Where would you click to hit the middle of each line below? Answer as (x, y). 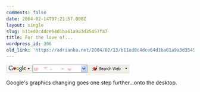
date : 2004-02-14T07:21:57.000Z (46, 19)
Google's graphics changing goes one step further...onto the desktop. (92, 83)
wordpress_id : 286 (29, 44)
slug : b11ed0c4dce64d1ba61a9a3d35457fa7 (57, 31)
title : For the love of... (40, 38)
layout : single (25, 25)
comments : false (26, 12)
